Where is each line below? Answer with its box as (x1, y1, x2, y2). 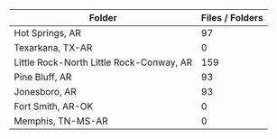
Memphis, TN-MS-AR (14, 115, 108, 127)
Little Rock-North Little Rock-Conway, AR (14, 56, 193, 69)
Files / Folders (201, 12, 263, 23)
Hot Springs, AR (14, 27, 81, 39)
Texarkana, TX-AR (14, 42, 93, 53)
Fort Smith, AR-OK (14, 100, 94, 112)
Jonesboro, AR (14, 86, 77, 97)
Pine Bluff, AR (14, 71, 72, 83)
